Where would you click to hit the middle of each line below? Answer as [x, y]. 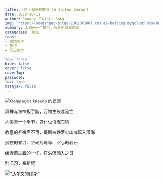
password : [15, 78]
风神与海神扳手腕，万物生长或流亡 [39, 111]
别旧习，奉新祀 [20, 163]
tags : [10, 37]
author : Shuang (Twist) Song [35, 19]
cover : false [18, 68]
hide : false [17, 64]
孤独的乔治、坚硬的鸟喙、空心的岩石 [41, 142]
